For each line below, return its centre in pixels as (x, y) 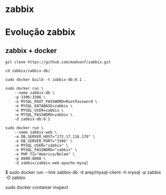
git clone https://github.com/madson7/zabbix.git (58, 62)
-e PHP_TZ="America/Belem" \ (45, 154)
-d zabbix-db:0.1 (32, 119)
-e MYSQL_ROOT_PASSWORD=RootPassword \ (56, 102)
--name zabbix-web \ (36, 132)
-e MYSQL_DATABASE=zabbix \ (43, 106)
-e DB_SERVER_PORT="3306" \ (43, 141)
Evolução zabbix (40, 32)
